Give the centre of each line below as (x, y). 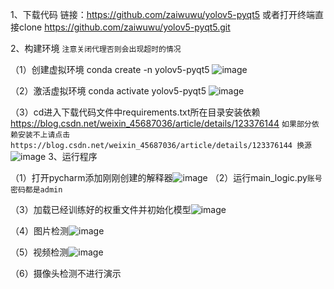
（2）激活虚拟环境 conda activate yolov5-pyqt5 (108, 91)
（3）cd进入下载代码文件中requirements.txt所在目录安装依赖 (135, 112)
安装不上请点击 (44, 135)
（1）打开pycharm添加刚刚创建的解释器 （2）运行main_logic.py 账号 (166, 177)
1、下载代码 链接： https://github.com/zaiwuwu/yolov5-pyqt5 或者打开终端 (163, 14)
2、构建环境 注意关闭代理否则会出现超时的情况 (96, 48)
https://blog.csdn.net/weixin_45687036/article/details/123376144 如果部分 (161, 123)
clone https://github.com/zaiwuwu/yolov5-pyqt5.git (124, 27)
